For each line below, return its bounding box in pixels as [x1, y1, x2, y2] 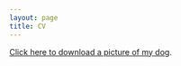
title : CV [9, 22, 47, 31]
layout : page [9, 13, 59, 23]
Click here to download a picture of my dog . [9, 46, 173, 57]
